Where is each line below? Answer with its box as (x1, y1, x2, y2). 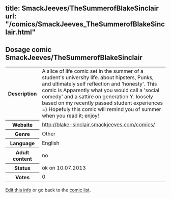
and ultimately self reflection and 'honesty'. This (42, 80, 157, 88)
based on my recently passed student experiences (42, 99, 163, 106)
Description (8, 90, 37, 97)
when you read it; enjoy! (42, 112, 99, 119)
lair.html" (5, 28, 36, 37)
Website (12, 121, 33, 128)
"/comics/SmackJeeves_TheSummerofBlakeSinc (5, 20, 165, 29)
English (42, 139, 60, 147)
